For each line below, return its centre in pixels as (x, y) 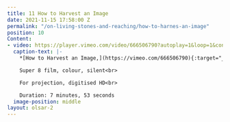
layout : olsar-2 (30, 108)
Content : (20, 39)
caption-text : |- (38, 52)
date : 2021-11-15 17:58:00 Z (49, 20)
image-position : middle (47, 101)
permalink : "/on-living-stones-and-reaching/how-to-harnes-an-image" (108, 26)
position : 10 (26, 33)
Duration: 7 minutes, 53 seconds (67, 95)
